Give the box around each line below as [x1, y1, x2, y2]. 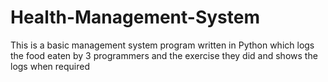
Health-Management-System [10, 6, 261, 29]
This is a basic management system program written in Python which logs [10, 39, 315, 51]
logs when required [10, 60, 91, 72]
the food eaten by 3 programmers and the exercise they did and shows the [10, 49, 318, 61]
